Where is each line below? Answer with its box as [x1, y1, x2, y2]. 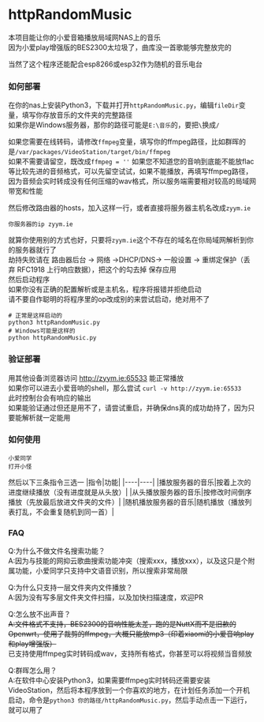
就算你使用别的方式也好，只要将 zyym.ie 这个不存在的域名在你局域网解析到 [8, 235, 247, 245]
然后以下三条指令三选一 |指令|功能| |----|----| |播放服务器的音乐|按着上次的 [8, 477, 251, 487]
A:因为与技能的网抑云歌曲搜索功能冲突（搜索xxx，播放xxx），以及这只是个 [8, 556, 248, 566]
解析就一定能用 [21, 412, 71, 422]
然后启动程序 [8, 275, 50, 284]
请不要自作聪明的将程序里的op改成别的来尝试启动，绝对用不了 [8, 295, 210, 304]
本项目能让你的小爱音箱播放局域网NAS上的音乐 [8, 32, 162, 42]
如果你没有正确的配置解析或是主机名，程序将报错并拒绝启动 [8, 284, 202, 294]
